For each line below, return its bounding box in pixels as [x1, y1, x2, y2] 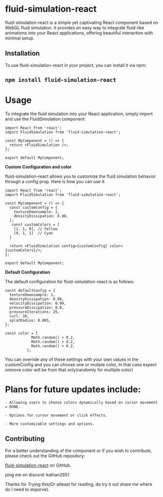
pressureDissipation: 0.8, [9, 305, 64, 311]
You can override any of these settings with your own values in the [5, 356, 139, 362]
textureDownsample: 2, [14, 209, 60, 214]
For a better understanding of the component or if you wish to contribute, [5, 448, 152, 454]
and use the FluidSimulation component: [5, 116, 86, 122]
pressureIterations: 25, [9, 310, 60, 314]
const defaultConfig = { [5, 288, 55, 293]
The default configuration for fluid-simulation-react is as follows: [5, 279, 135, 285]
